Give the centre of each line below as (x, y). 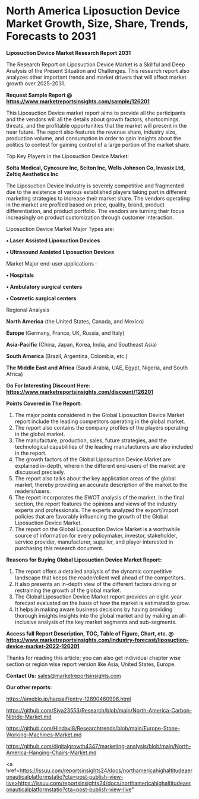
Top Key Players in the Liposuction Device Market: (68, 156)
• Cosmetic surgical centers (41, 298)
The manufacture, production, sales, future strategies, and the (91, 440)
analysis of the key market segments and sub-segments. (107, 622)
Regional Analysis (28, 310)
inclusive (26, 622)
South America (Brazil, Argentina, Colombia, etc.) (67, 356)
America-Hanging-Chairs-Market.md (51, 752)
